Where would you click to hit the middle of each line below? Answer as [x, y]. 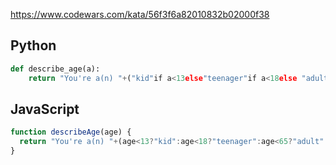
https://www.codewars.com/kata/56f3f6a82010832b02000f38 [140, 14]
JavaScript [45, 109]
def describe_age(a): [55, 69]
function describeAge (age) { [71, 132]
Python [33, 45]
